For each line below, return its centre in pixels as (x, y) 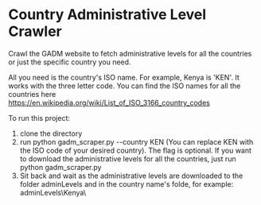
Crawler (35, 31)
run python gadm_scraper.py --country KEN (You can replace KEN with (136, 141)
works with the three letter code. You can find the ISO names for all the (125, 86)
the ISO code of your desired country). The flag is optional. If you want (136, 150)
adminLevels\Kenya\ (53, 192)
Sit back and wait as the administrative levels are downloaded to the (131, 176)
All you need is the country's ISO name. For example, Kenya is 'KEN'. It (124, 77)
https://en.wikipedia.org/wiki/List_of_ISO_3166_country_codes (109, 102)
